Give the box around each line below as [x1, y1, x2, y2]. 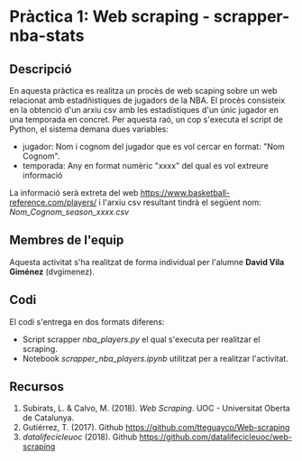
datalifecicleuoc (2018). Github [22, 431, 138, 443]
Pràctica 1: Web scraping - [9, 6, 210, 27]
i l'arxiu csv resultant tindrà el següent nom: [98, 197, 261, 207]
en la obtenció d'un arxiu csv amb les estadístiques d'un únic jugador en [9, 105, 279, 115]
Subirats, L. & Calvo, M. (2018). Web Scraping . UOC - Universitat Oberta [22, 403, 290, 414]
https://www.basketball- [140, 188, 231, 198]
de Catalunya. [22, 412, 75, 423]
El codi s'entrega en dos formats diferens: [9, 316, 165, 327]
